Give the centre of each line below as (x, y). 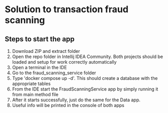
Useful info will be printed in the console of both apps (68, 105)
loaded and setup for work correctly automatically (64, 62)
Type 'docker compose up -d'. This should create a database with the (85, 78)
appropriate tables (31, 83)
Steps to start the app (40, 39)
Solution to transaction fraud (67, 9)
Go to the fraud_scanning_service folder (54, 73)
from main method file (35, 94)
